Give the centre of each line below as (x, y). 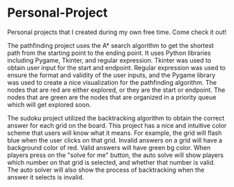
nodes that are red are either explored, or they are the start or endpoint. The (116, 90)
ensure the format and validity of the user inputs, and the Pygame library (111, 75)
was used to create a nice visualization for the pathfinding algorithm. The (112, 82)
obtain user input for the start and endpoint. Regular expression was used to (117, 67)
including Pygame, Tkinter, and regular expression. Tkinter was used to (109, 60)
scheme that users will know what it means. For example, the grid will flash (115, 133)
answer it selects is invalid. (46, 177)
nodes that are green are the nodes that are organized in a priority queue (112, 97)
